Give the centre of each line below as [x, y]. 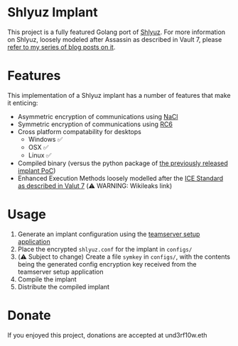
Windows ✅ [45, 139]
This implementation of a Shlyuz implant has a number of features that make [119, 95]
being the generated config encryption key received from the [107, 264]
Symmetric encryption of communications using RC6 [95, 124]
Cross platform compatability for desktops [80, 131]
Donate [29, 316]
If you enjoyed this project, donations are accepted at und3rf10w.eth [107, 335]
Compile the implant [47, 279]
